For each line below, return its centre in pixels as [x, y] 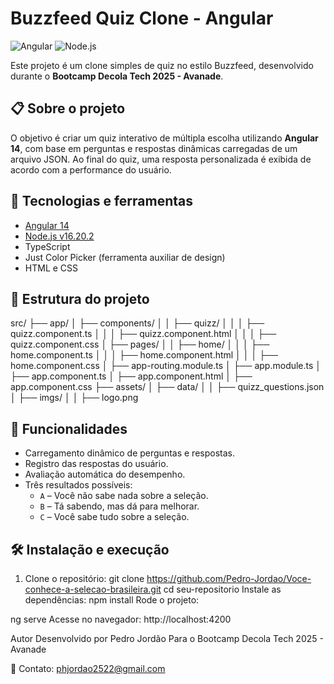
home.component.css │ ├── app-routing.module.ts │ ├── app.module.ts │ [166, 366]
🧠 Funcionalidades [69, 428]
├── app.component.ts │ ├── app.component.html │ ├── [131, 376]
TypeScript [47, 246]
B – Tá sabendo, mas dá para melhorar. [119, 506]
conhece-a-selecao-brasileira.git [93, 589]
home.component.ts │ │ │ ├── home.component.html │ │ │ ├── [144, 355]
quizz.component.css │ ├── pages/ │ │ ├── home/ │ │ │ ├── [140, 344]
